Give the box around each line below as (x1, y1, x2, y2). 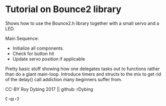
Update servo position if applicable (12, 56, 86, 62)
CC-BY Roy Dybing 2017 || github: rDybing (5, 86, 94, 92)
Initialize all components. (12, 45, 64, 51)
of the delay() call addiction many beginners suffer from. (5, 76, 122, 82)
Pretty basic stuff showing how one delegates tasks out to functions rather (5, 66, 160, 72)
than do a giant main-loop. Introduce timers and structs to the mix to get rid (5, 71, 161, 77)
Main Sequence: (5, 35, 39, 41)
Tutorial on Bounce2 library (5, 4, 122, 15)
